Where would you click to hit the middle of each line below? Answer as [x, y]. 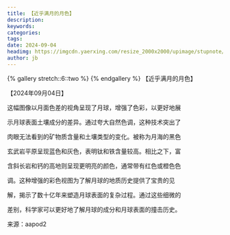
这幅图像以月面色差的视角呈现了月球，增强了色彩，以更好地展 [94, 108]
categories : [24, 33]
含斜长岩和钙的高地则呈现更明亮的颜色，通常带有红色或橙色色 [94, 166]
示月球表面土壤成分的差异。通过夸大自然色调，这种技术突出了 [94, 122]
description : [26, 20]
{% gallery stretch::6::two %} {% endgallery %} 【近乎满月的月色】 [102, 78]
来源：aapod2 [27, 224]
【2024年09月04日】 [37, 92]
